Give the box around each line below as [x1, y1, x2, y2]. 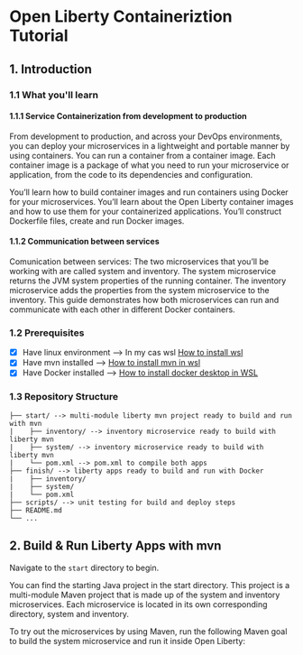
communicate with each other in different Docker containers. [9, 304, 236, 315]
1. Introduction [9, 61, 92, 77]
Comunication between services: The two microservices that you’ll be [9, 255, 269, 267]
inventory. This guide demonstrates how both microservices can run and [9, 294, 280, 305]
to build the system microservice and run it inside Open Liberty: [9, 635, 246, 646]
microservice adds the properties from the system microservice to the [9, 284, 270, 295]
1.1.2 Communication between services [9, 236, 160, 247]
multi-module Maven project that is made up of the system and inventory [9, 589, 280, 600]
